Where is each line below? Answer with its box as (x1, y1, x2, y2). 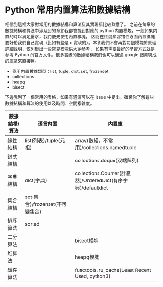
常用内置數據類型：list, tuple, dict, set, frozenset (12, 68, 109, 74)
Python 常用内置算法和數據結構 (5, 4, 130, 16)
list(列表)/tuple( (25, 137, 60, 143)
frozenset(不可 (33, 200, 67, 207)
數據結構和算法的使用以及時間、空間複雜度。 (5, 100, 95, 106)
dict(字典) (25, 177, 47, 184)
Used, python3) (75, 273, 111, 280)
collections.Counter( (75, 170, 121, 177)
